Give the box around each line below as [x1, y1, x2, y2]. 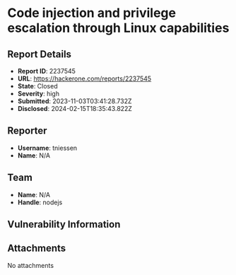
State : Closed [17, 82, 58, 90]
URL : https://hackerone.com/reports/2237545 [17, 74, 152, 83]
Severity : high [17, 90, 60, 98]
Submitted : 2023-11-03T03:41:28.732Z [17, 97, 132, 105]
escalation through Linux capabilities [7, 20, 230, 36]
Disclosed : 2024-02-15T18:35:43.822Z [17, 105, 133, 112]
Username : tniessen [17, 144, 78, 152]
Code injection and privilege [7, 5, 177, 21]
